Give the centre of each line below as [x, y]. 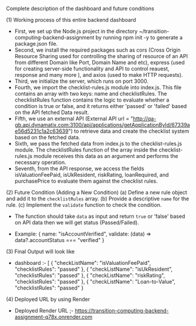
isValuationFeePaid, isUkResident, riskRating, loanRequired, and [92, 175]
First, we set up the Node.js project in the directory [76, 31]
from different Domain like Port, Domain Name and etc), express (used [99, 62]
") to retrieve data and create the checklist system [129, 131]
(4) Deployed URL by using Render [48, 299]
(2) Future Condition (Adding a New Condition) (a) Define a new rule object [97, 192]
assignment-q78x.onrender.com [53, 317]
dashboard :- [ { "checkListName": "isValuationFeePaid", [83, 263]
